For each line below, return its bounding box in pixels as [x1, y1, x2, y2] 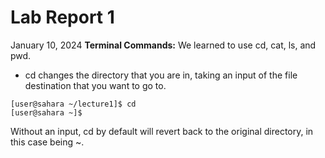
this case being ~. [10, 136, 85, 148]
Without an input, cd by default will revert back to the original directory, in [10, 125, 314, 137]
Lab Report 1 [10, 6, 115, 29]
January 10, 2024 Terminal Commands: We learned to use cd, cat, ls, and [10, 39, 317, 51]
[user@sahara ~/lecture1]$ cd [10, 99, 137, 109]
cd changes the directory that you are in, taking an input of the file [24, 69, 298, 81]
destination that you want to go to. [24, 79, 167, 91]
